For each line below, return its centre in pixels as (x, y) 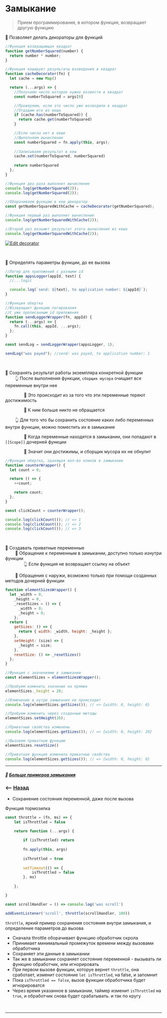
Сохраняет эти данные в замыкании (51, 953)
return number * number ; (35, 56)
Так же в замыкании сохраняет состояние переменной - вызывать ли (87, 959)
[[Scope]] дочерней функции (36, 442)
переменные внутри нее (31, 385)
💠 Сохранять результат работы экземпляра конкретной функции (74, 373)
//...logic (21, 281)
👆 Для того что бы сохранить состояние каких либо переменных (84, 420)
